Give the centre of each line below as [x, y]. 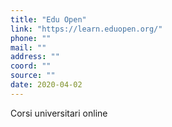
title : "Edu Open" [48, 19]
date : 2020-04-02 [46, 85]
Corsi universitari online [59, 113]
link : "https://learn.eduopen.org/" [86, 29]
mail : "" [28, 47]
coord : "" [31, 66]
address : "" [35, 57]
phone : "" [31, 38]
